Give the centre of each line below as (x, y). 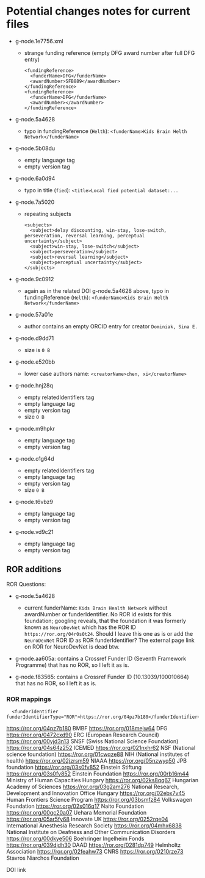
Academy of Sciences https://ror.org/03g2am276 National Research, (93, 787)
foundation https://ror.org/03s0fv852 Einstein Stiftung (74, 768)
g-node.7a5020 (35, 202)
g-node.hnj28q (34, 385)
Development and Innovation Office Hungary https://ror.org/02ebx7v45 (96, 793)
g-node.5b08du (35, 148)
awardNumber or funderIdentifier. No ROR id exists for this (98, 614)
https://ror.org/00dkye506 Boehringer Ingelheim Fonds (75, 839)
